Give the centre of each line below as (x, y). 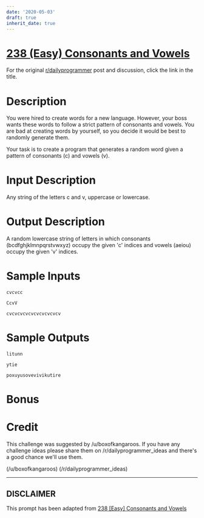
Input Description (51, 180)
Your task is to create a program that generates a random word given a (95, 149)
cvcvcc (15, 293)
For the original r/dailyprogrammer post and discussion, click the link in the (100, 70)
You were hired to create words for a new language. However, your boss (97, 118)
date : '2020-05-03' (31, 12)
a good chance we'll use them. (45, 457)
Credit (22, 427)
